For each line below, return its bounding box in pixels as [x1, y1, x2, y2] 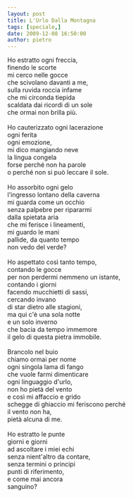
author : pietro [7, 37, 52, 44]
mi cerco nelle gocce [7, 71, 68, 80]
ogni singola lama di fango [7, 363, 84, 371]
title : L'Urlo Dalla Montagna [7, 17, 96, 24]
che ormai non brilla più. [7, 108, 77, 117]
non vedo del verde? [7, 243, 67, 251]
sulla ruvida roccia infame [7, 86, 82, 94]
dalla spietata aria [7, 213, 59, 222]
